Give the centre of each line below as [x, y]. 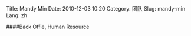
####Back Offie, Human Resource [48, 27]
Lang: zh [17, 15]
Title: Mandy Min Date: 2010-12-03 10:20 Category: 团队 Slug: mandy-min [96, 9]
